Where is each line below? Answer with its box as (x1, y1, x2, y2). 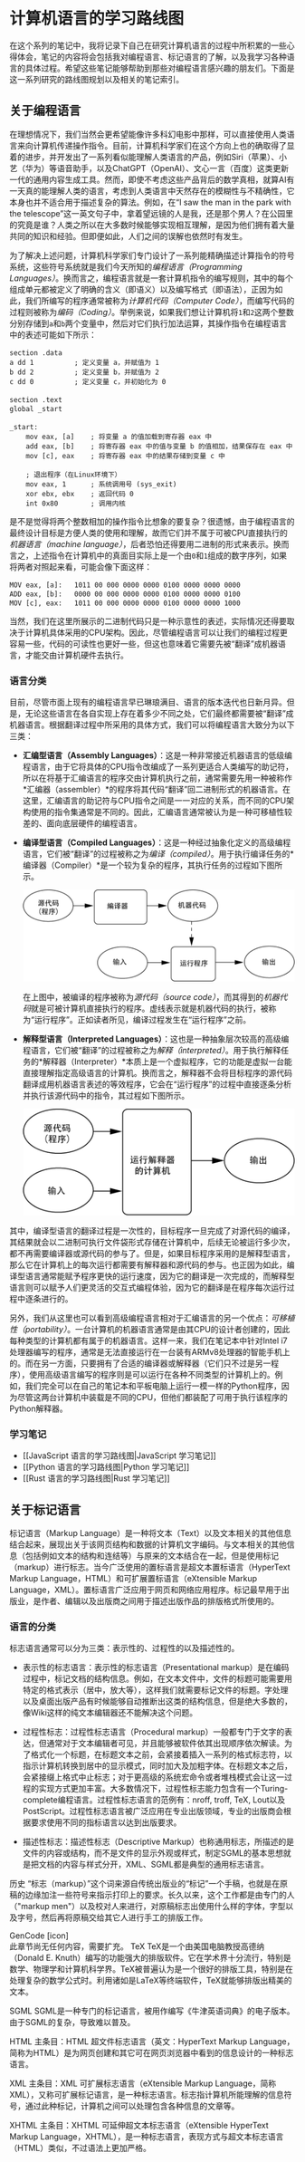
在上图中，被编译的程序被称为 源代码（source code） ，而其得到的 (22, 992, 264, 1003)
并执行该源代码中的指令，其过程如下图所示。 (22, 1091, 190, 1101)
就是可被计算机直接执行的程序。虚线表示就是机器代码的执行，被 (30, 1003, 269, 1014)
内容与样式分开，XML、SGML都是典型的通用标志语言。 (62, 1859, 269, 1870)
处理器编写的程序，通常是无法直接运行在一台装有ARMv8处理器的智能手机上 (9, 1346, 291, 1357)
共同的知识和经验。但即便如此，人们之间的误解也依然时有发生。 (9, 230, 247, 241)
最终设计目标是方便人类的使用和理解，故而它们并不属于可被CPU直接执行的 (9, 527, 288, 538)
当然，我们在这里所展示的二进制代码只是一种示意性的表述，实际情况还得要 (9, 615, 287, 626)
